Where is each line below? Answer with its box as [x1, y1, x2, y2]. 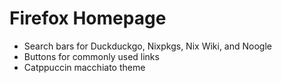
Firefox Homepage [9, 7, 167, 30]
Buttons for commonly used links [23, 50, 160, 62]
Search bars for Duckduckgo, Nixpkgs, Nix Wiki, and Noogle [23, 40, 272, 52]
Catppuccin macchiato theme [23, 61, 146, 73]
